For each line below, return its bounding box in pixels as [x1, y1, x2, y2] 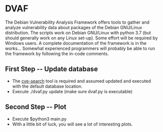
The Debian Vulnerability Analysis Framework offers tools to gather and [5, 19, 150, 25]
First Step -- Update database [5, 65, 98, 73]
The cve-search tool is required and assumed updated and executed [12, 78, 151, 84]
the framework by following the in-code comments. [5, 50, 109, 57]
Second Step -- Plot [5, 103, 67, 111]
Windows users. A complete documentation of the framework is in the [5, 40, 147, 46]
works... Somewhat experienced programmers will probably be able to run [5, 45, 156, 51]
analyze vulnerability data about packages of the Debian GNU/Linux [5, 24, 142, 30]
